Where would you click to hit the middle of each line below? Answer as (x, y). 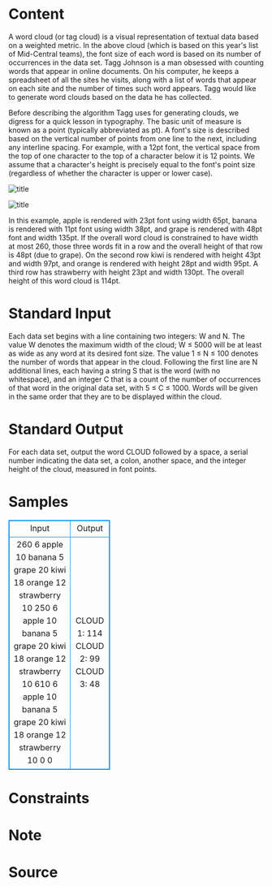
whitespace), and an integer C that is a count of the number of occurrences (135, 379)
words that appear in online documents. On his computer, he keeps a (124, 71)
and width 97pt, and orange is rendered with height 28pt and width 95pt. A (133, 263)
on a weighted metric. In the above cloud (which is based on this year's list (133, 45)
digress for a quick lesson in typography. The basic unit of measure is (125, 121)
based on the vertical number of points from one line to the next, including (133, 138)
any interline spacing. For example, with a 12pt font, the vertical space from (134, 147)
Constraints (49, 798)
